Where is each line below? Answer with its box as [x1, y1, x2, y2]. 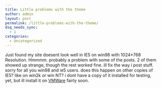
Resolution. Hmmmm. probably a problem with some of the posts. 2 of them [5, 57, 157, 63]
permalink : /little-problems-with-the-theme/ [5, 20, 98, 26]
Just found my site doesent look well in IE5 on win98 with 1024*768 [5, 52, 141, 58]
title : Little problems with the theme [5, 7, 86, 12]
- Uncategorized [9, 39, 42, 44]
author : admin [5, 12, 34, 16]
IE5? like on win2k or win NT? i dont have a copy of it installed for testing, [5, 72, 151, 78]
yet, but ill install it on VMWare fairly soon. [5, 77, 89, 83]
